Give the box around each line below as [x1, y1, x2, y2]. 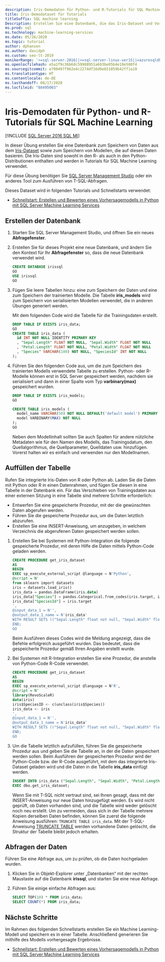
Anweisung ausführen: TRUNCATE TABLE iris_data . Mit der [12, 818, 129, 824]
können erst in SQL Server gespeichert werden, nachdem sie [29, 373, 153, 379]
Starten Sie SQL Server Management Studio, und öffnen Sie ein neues [12, 230, 154, 236]
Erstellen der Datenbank [5, 217, 81, 225]
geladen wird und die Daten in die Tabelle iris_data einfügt [29, 764, 148, 770]
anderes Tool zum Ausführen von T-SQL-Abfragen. [5, 178, 108, 184]
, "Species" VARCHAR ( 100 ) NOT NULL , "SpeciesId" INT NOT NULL [17, 349, 147, 354]
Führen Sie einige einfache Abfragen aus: [12, 885, 97, 891]
